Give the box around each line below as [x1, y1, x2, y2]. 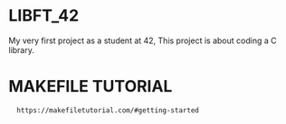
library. [8, 44, 35, 55]
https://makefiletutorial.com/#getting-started [16, 105, 200, 115]
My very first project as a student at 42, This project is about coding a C [8, 35, 277, 46]
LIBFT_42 [8, 5, 80, 26]
